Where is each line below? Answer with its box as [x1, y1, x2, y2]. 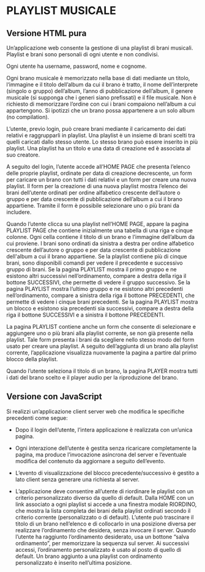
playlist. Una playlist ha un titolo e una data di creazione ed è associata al [6, 145, 191, 152]
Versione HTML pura [6, 28, 87, 38]
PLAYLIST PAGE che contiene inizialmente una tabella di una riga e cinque [6, 227, 193, 234]
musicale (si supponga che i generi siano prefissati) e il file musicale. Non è [6, 94, 197, 101]
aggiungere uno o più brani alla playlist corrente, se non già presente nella [6, 329, 193, 337]
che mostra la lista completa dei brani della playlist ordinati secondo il [15, 507, 191, 514]
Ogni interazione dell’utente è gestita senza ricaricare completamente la [15, 444, 197, 452]
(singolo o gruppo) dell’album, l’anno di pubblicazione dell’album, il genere [6, 87, 193, 95]
